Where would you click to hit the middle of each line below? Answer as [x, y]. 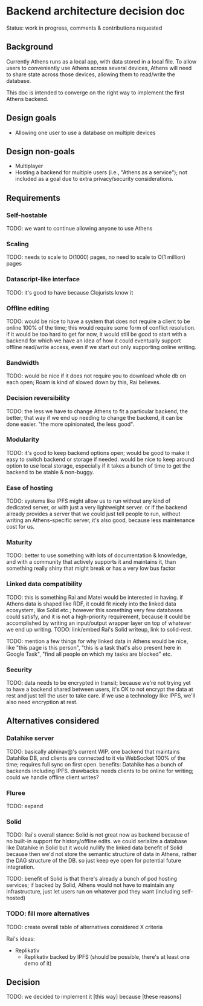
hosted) [16, 898]
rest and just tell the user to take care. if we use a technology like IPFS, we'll [101, 696]
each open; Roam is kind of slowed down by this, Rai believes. [84, 382]
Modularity [23, 440]
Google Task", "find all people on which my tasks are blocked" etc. [89, 654]
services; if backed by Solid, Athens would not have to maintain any [90, 885]
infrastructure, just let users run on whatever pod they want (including [93, 892]
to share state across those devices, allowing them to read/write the [91, 74]
